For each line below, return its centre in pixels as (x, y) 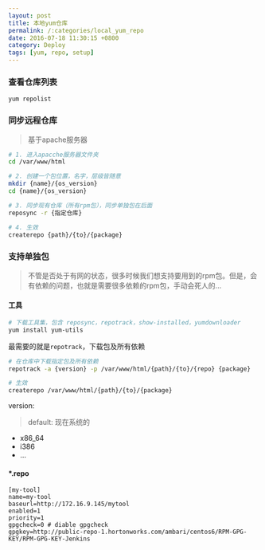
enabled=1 (25, 511)
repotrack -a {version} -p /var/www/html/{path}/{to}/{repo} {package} (129, 369)
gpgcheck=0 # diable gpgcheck (58, 525)
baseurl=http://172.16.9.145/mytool (69, 504)
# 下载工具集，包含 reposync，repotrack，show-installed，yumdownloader (125, 322)
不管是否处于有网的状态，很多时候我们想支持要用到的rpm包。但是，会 (142, 275)
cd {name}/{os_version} (48, 191)
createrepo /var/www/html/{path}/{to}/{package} (90, 391)
